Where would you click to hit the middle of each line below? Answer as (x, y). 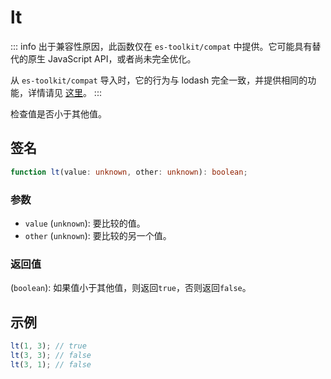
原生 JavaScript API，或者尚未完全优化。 (112, 58)
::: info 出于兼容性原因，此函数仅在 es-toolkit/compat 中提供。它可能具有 (161, 46)
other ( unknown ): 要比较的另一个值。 (98, 235)
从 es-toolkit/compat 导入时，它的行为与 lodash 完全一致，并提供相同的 (159, 80)
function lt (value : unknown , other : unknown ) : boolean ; (129, 172)
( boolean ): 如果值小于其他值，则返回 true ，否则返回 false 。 (131, 288)
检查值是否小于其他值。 (58, 113)
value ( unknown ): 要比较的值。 (85, 223)
